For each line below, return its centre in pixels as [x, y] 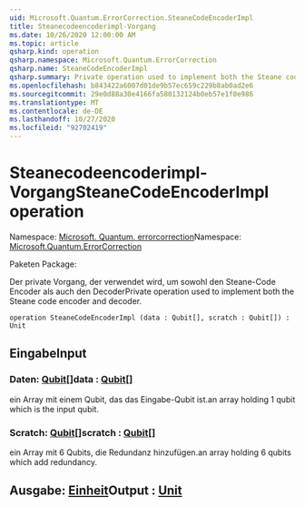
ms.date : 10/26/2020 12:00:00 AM [73, 35]
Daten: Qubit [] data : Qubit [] [71, 380]
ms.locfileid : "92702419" [58, 128]
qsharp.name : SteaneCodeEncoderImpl [79, 69]
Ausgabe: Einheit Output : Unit [96, 491]
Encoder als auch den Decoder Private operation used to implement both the [152, 291]
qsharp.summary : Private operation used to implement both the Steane [146, 77]
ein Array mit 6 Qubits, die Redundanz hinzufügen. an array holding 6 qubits [151, 452]
